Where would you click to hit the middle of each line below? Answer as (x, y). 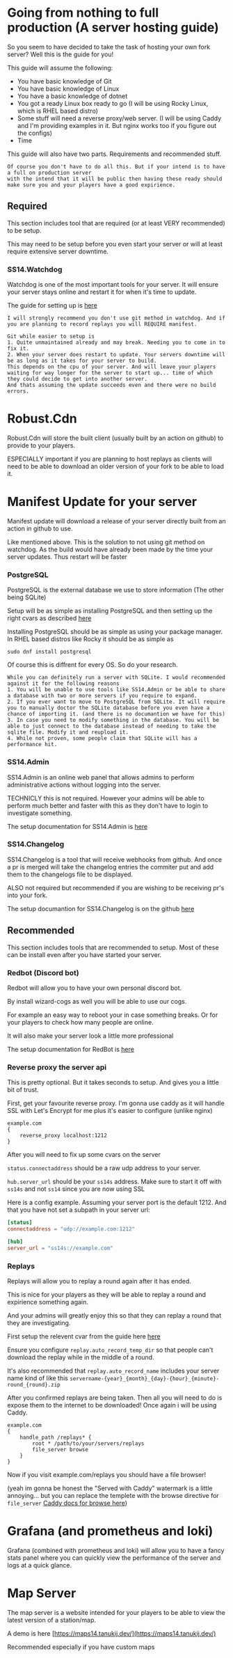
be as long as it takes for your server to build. (82, 361)
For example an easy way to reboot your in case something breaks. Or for (113, 1015)
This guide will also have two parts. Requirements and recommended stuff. (114, 154)
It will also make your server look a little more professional (90, 1036)
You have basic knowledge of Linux (68, 88)
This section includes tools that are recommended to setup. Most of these (113, 947)
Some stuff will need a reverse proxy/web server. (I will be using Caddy (119, 118)
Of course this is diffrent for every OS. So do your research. (93, 665)
